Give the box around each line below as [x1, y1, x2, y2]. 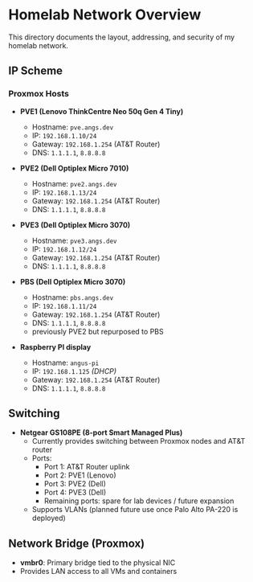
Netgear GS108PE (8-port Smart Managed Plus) [19, 428, 183, 437]
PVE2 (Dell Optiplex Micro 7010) [19, 163, 129, 173]
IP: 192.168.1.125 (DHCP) [31, 366, 117, 375]
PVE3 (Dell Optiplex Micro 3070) [19, 219, 131, 230]
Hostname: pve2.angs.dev [31, 178, 117, 188]
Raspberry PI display [19, 342, 92, 351]
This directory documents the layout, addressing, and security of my [8, 32, 235, 42]
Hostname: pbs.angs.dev [31, 292, 114, 302]
